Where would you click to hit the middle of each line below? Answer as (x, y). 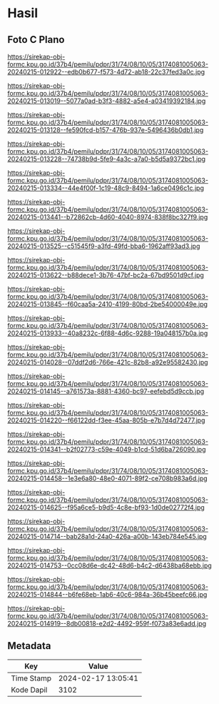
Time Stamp (31, 678)
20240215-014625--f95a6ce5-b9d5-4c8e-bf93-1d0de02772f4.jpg (106, 507)
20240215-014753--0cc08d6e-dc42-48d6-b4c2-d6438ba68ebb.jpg (109, 565)
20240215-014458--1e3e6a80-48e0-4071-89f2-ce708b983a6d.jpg (108, 478)
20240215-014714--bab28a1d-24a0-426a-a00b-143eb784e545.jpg (107, 536)
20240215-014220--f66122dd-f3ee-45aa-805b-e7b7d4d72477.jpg (106, 420)
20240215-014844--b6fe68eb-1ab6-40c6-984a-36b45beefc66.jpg (107, 594)
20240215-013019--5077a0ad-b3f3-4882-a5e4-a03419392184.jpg (107, 101)
